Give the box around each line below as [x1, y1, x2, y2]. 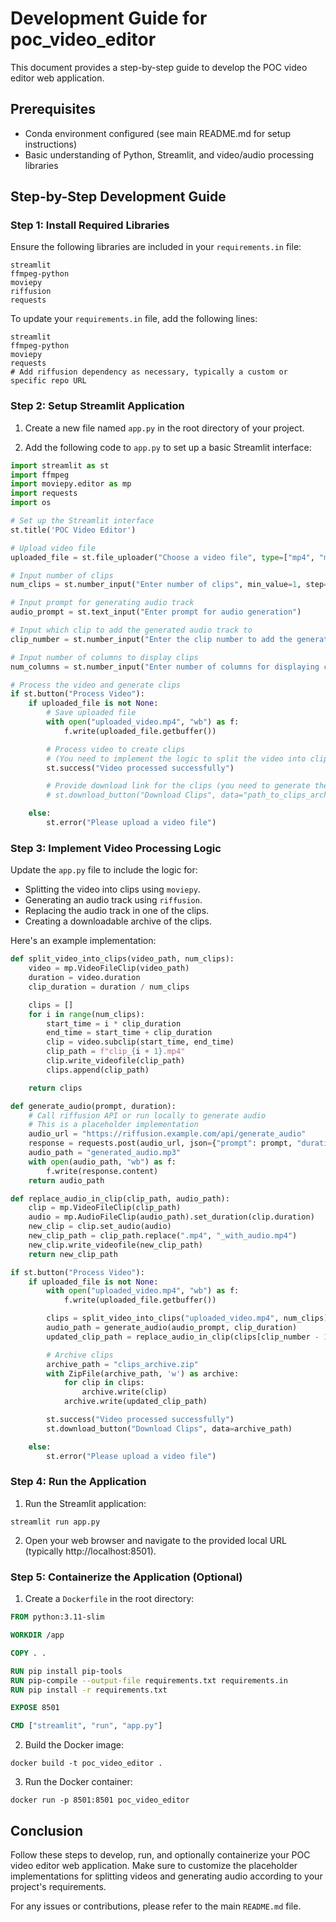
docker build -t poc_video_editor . [10, 1758, 163, 1769]
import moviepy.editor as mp [10, 479, 132, 489]
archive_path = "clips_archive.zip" [46, 1359, 199, 1369]
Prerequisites [10, 101, 96, 118]
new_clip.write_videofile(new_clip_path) [28, 1240, 203, 1250]
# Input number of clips [10, 570, 114, 581]
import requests [10, 488, 78, 499]
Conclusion [10, 1822, 84, 1839]
